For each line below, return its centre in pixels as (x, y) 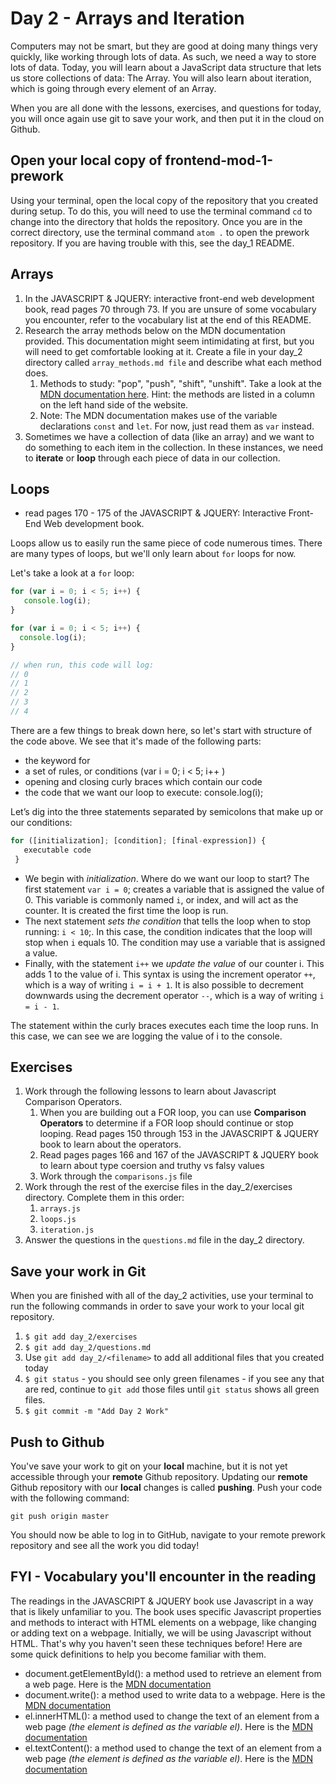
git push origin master (60, 1516)
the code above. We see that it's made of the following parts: (136, 741)
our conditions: (41, 822)
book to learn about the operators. (110, 1144)
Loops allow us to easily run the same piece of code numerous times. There (166, 543)
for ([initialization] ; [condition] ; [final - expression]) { (138, 840)
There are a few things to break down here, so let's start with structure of (161, 730)
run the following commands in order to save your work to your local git (157, 1306)
